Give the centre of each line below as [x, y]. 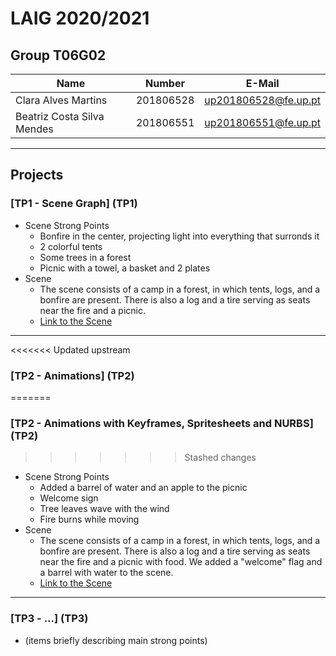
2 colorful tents [71, 246]
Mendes [34, 129]
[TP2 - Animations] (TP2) [72, 375]
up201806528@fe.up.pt [262, 100]
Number [165, 83]
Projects [37, 175]
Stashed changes [220, 458]
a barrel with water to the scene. [106, 573]
